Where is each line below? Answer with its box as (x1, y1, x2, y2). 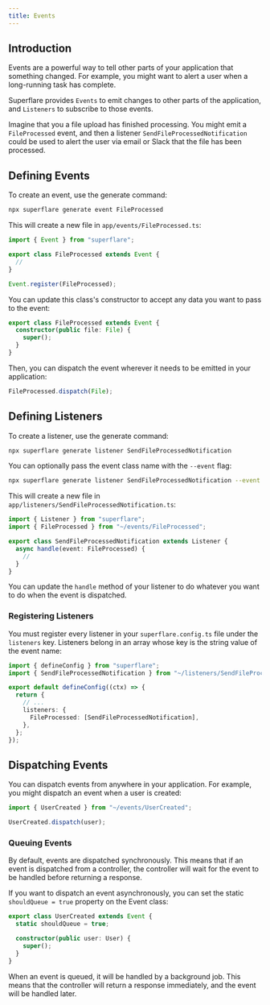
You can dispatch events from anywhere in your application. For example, (8, 780, 252, 789)
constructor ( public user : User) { (15, 935, 131, 943)
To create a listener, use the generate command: (8, 431, 169, 440)
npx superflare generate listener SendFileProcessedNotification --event (8, 477, 261, 485)
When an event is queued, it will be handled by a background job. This (8, 971, 241, 981)
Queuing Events (8, 837, 72, 848)
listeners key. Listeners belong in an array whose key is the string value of (8, 637, 258, 647)
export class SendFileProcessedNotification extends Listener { (8, 537, 228, 546)
